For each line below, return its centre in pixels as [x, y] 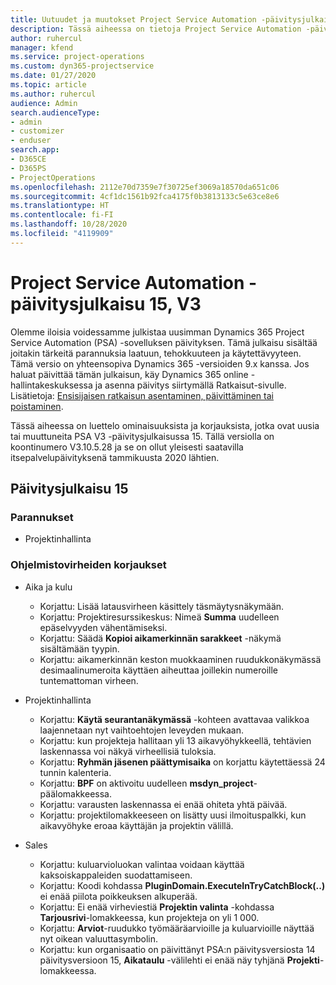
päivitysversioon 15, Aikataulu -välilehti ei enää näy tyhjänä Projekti [179, 960]
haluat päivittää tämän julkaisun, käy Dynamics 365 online [129, 374]
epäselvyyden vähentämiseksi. [103, 627]
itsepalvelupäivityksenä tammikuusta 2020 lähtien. [115, 457]
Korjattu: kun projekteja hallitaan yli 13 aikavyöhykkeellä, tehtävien [175, 740]
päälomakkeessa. [75, 793]
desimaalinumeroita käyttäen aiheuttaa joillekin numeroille [158, 670]
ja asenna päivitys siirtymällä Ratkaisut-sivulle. [190, 385]
